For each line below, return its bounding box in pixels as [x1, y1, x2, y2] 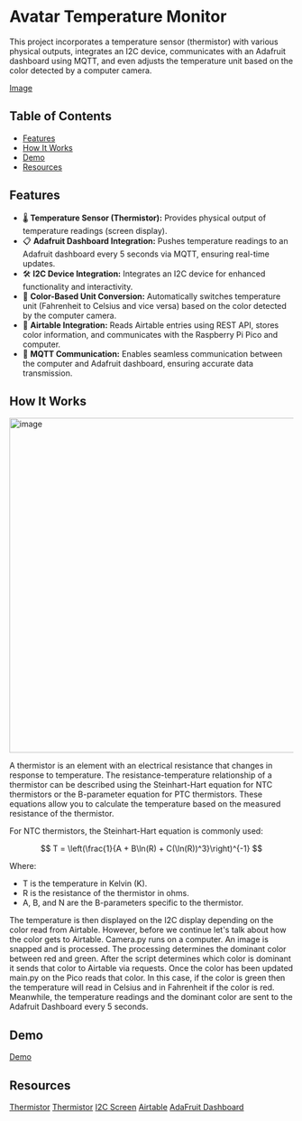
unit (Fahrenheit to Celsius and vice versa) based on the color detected [22, 300, 287, 311]
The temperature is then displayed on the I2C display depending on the [9, 915, 274, 926]
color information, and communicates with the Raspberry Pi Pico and [22, 329, 279, 340]
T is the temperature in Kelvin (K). [22, 878, 148, 889]
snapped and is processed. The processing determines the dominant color [9, 944, 287, 955]
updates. [22, 257, 56, 268]
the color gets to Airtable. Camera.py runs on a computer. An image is [9, 934, 269, 945]
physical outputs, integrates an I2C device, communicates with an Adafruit [9, 45, 287, 56]
